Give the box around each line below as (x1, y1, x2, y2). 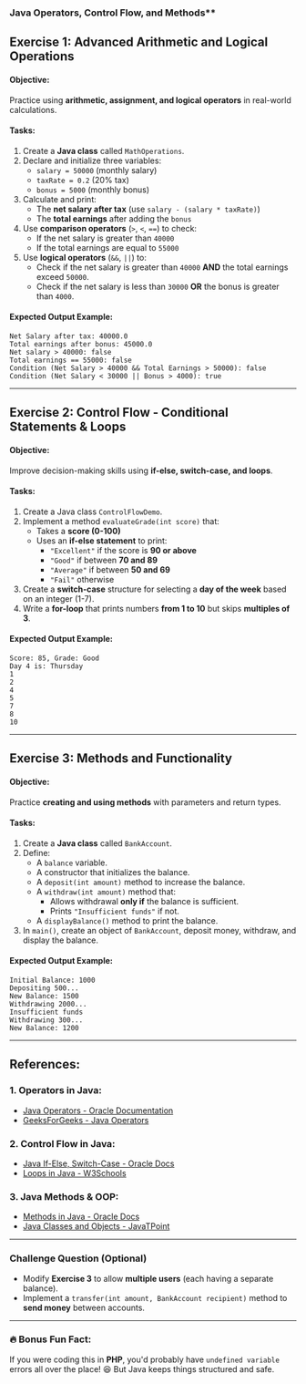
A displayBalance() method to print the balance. (36, 914, 219, 926)
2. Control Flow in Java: (9, 1137, 116, 1150)
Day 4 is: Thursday (9, 661, 84, 671)
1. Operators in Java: (9, 1084, 102, 1097)
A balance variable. (36, 857, 107, 868)
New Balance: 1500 (9, 991, 79, 1000)
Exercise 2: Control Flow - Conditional (9, 405, 229, 420)
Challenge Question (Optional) (9, 1252, 148, 1265)
